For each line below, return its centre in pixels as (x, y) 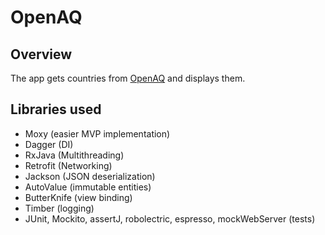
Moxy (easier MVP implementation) (97, 133)
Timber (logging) (59, 208)
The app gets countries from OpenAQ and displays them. (128, 78)
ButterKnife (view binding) (78, 197)
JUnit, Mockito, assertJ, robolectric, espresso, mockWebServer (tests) (170, 218)
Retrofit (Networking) (68, 165)
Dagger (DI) (49, 144)
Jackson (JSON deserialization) (90, 176)
